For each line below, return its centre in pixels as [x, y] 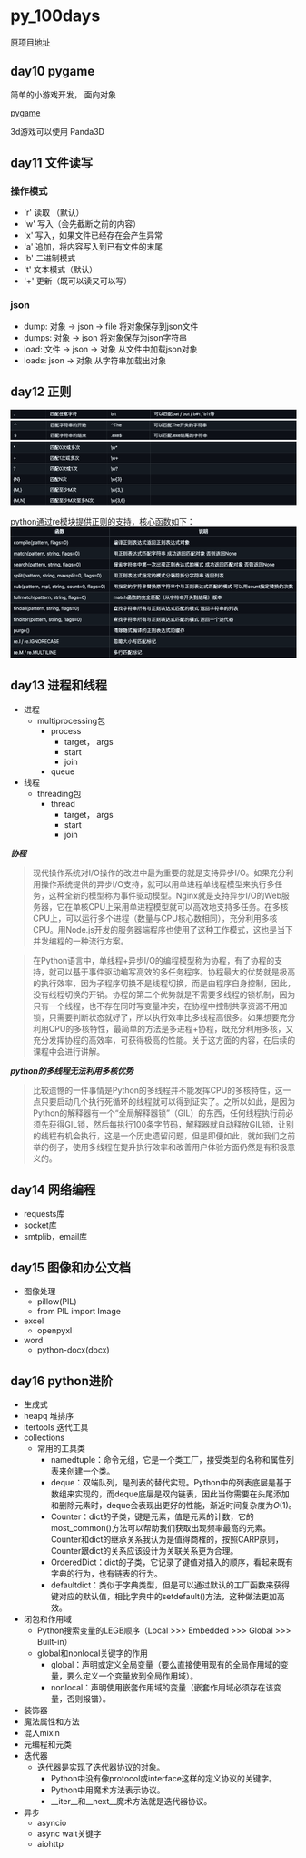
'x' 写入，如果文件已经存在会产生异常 [93, 235]
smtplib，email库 [55, 1236]
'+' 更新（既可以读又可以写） [78, 281]
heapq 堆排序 [49, 1416]
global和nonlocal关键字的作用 [93, 1653]
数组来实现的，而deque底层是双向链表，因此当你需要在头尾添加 [170, 1494]
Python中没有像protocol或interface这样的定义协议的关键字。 [164, 1779]
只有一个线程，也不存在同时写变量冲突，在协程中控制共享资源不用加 [160, 1006]
